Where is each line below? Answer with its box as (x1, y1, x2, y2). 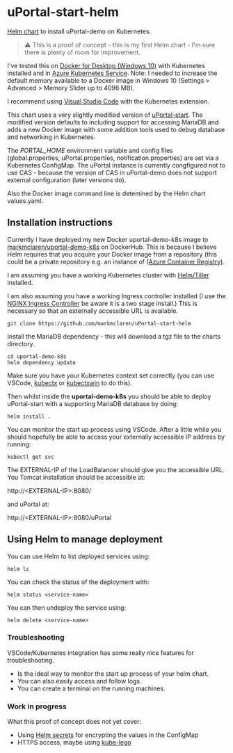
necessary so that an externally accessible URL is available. (7, 307, 179, 315)
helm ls (7, 565, 30, 572)
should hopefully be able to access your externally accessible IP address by (7, 432, 225, 441)
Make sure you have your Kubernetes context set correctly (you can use (7, 371, 214, 380)
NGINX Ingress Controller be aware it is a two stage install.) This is (7, 299, 198, 307)
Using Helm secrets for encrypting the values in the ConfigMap (17, 731, 199, 739)
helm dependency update (7, 359, 77, 366)
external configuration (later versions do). (7, 175, 127, 184)
